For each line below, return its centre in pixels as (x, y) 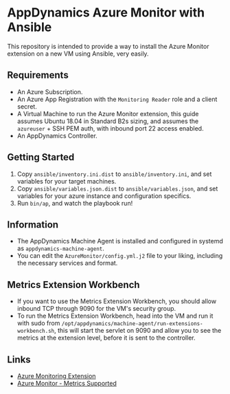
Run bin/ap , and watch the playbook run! (75, 203)
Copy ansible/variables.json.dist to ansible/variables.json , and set (117, 188)
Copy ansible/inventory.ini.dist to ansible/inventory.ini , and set (114, 174)
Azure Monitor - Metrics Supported (67, 383)
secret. (27, 106)
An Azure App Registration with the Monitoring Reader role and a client (117, 99)
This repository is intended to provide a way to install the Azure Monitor (108, 46)
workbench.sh (36, 331)
